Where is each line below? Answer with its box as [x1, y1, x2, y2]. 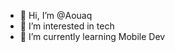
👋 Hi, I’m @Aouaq [19, 10, 93, 21]
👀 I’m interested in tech [19, 20, 115, 32]
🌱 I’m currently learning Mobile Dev [19, 31, 166, 42]
